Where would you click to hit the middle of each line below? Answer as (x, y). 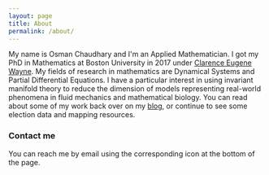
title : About (30, 24)
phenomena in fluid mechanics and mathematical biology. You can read (128, 98)
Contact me (32, 136)
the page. (24, 162)
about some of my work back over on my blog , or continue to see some (128, 106)
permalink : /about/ (41, 31)
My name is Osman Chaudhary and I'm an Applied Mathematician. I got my (134, 55)
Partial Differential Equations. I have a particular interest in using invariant (131, 80)
